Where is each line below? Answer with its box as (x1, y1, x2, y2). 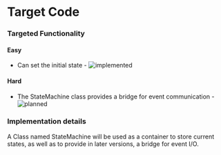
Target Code (7, 4, 80, 20)
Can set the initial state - (17, 61, 88, 70)
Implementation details (7, 116, 86, 126)
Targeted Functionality (7, 29, 85, 39)
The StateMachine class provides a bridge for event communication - (17, 92, 215, 101)
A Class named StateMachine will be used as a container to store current (7, 132, 215, 141)
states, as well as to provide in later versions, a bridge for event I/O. (7, 139, 199, 148)
